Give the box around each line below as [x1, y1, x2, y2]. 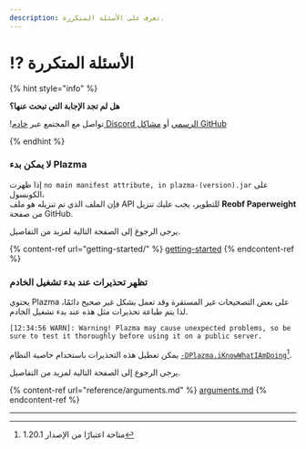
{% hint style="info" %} [9, 83, 98, 94]
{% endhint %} [9, 136, 66, 147]
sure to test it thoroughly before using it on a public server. [9, 332, 262, 342]
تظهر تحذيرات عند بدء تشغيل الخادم [9, 275, 148, 288]
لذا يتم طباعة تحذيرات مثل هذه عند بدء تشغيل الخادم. [9, 306, 189, 317]
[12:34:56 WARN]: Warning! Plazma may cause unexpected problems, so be [9, 324, 291, 333]
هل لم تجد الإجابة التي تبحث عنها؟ [9, 100, 120, 111]
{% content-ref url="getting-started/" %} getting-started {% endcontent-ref [9, 243, 294, 254]
